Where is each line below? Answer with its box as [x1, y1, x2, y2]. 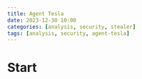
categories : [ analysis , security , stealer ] [7, 23, 136, 30]
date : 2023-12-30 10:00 [7, 17, 77, 24]
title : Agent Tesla [7, 10, 64, 17]
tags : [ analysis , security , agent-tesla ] [7, 29, 130, 37]
